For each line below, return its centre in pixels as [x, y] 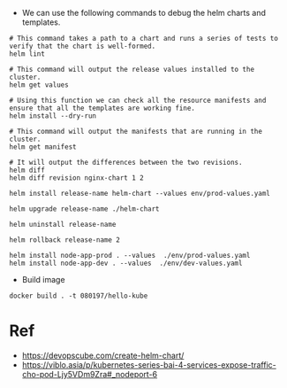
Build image [43, 279]
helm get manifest [43, 147]
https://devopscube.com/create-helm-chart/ [103, 355]
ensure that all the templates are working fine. [102, 108]
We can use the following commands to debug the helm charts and [144, 13]
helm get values [39, 85]
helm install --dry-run [53, 116]
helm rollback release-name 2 [65, 240]
